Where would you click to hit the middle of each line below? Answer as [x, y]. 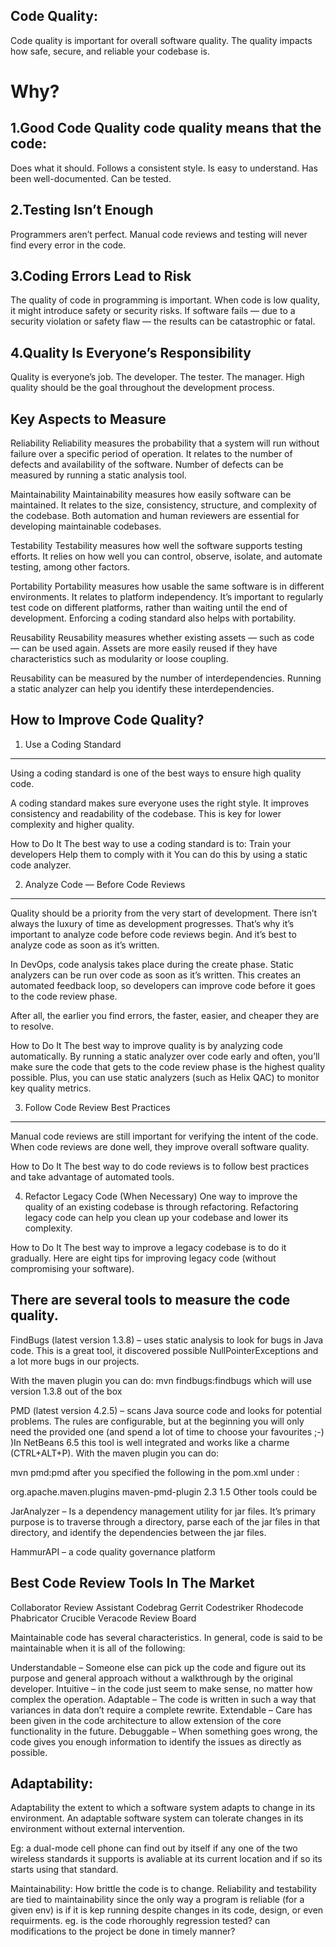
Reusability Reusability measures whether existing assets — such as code [162, 638]
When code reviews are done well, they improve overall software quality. [160, 1146]
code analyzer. [41, 865]
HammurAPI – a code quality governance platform [113, 1551]
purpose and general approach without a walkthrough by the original [151, 1678]
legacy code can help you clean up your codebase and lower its [156, 1217]
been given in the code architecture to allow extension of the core [146, 1720]
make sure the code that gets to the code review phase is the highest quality [168, 1066]
